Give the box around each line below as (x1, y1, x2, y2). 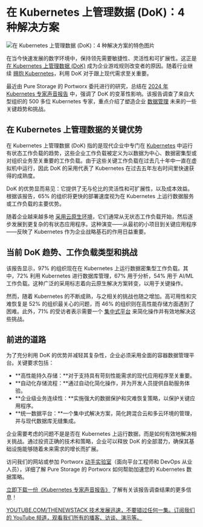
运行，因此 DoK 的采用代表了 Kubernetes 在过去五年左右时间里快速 (22, 164, 189, 172)
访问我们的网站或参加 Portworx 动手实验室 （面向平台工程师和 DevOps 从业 (6, 458, 193, 465)
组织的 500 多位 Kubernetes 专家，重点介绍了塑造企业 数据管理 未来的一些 (11, 97, 197, 105)
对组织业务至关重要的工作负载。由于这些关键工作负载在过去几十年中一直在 (6, 157, 192, 164)
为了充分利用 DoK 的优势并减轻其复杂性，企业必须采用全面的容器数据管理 (6, 352, 189, 359)
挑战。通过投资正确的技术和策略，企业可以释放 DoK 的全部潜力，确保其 (11, 438, 189, 445)
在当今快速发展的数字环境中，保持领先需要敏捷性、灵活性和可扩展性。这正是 (6, 54, 197, 62)
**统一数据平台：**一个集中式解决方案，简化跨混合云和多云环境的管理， (14, 410, 195, 417)
